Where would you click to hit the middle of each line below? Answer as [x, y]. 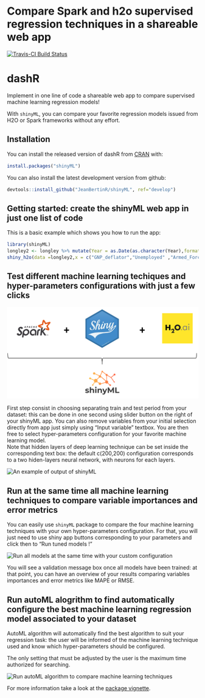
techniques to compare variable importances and [102, 500]
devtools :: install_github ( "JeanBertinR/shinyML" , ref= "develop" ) [91, 189]
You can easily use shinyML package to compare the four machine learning [100, 524]
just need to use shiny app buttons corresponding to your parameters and [99, 538]
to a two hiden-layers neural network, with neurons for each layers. [91, 460]
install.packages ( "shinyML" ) [44, 166]
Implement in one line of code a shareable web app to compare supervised [101, 95]
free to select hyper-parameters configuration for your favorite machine [97, 434]
